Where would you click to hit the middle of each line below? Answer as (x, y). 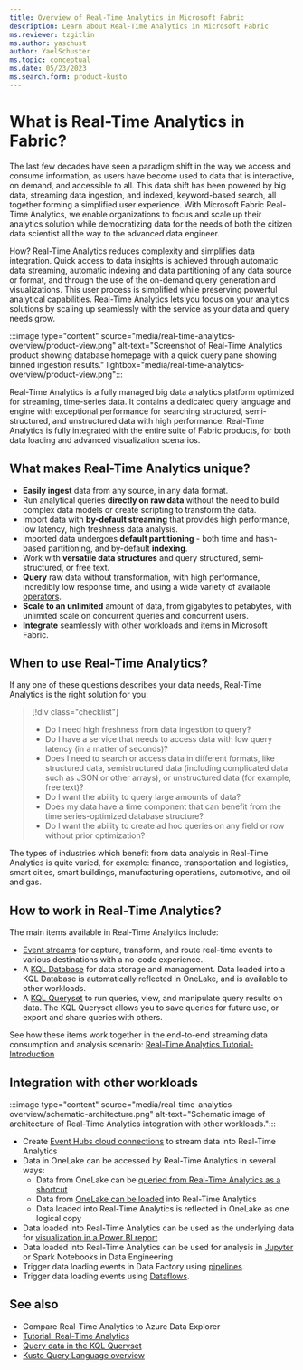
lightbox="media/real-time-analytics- (175, 364)
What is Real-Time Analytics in (127, 121)
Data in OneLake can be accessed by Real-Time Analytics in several (149, 1160)
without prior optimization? (95, 835)
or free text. (88, 567)
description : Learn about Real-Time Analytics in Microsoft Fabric (139, 26)
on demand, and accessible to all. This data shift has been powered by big (148, 185)
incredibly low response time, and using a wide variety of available (147, 586)
